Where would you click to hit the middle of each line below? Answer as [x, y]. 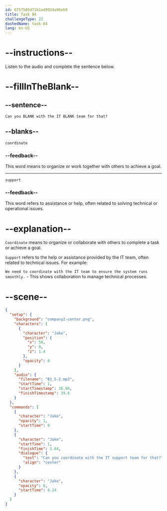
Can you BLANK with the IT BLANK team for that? [56, 117]
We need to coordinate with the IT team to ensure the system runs [77, 272]
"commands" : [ [24, 407]
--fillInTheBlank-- [42, 87]
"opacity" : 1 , [33, 421]
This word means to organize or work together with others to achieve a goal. [83, 167]
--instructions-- [39, 53]
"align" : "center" [42, 463]
